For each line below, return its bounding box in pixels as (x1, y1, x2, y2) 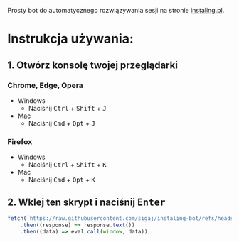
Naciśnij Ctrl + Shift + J (28, 104, 107, 112)
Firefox (7, 136, 33, 146)
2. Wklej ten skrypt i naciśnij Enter (7, 196, 166, 208)
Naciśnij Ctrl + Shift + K (28, 160, 107, 169)
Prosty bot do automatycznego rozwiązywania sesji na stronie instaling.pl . (7, 6, 225, 14)
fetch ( (7, 214, 27, 222)
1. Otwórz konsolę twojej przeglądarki (7, 59, 178, 71)
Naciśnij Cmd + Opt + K (28, 175, 96, 184)
